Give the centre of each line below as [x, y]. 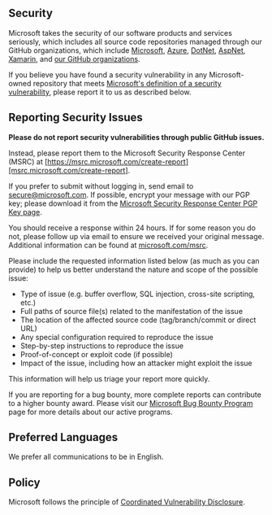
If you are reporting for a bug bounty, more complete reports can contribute [135, 395]
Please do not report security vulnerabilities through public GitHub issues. [136, 137]
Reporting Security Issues [76, 118]
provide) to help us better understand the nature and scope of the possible [133, 269]
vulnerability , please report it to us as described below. [100, 92]
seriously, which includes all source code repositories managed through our [135, 41]
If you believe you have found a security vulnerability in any [108, 74]
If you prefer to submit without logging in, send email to [101, 185]
